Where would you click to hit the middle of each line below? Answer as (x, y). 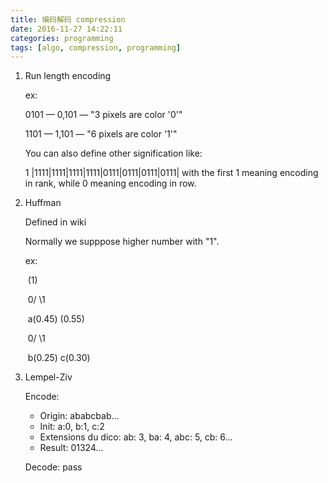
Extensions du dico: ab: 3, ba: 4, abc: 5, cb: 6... (136, 437)
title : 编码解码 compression (68, 19)
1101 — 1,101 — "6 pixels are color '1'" (101, 134)
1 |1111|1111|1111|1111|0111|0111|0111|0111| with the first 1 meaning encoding (171, 173)
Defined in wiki (55, 222)
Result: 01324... (71, 448)
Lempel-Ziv (48, 377)
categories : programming (62, 38)
